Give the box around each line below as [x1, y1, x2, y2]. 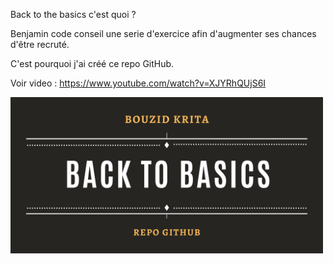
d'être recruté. [10, 39, 70, 50]
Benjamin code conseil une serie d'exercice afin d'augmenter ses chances [10, 28, 317, 39]
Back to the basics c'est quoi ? [10, 9, 137, 20]
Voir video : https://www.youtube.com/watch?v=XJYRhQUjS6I [10, 77, 267, 89]
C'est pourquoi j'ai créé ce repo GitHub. [10, 58, 175, 69]
